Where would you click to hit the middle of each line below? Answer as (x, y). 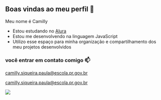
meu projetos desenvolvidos (42, 47)
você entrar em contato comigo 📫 (48, 60)
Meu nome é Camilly (26, 21)
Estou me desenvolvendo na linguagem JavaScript (65, 36)
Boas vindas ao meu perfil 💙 (50, 9)
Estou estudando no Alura (39, 31)
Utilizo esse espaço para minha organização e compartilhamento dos (84, 41)
